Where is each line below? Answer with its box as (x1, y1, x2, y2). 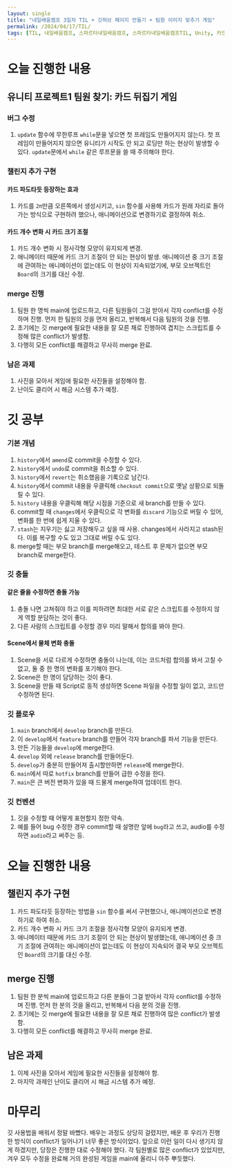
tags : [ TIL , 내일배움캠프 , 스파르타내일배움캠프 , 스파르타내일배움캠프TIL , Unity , (7, 29, 214, 37)
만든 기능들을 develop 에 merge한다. (17, 744, 115, 752)
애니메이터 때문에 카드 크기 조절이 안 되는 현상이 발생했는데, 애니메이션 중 (17, 933, 215, 942)
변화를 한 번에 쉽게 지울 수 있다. (17, 516, 102, 524)
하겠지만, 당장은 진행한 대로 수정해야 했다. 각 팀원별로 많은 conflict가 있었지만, (14, 1145, 225, 1154)
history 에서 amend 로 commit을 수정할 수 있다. (17, 456, 142, 464)
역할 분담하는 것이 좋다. (24, 613, 88, 621)
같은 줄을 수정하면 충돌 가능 (7, 588, 80, 597)
